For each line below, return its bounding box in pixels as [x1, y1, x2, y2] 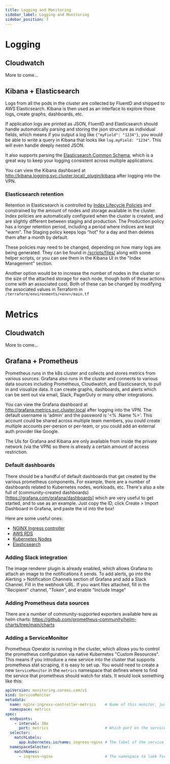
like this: [5, 678, 23, 684]
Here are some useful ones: [5, 515, 63, 521]
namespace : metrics [10, 707, 51, 712]
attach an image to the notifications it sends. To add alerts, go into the [5, 571, 151, 577]
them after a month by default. [5, 234, 69, 240]
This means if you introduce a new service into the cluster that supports [5, 657, 155, 663]
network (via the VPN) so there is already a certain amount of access [5, 444, 149, 450]
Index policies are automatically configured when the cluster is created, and [5, 213, 163, 219]
